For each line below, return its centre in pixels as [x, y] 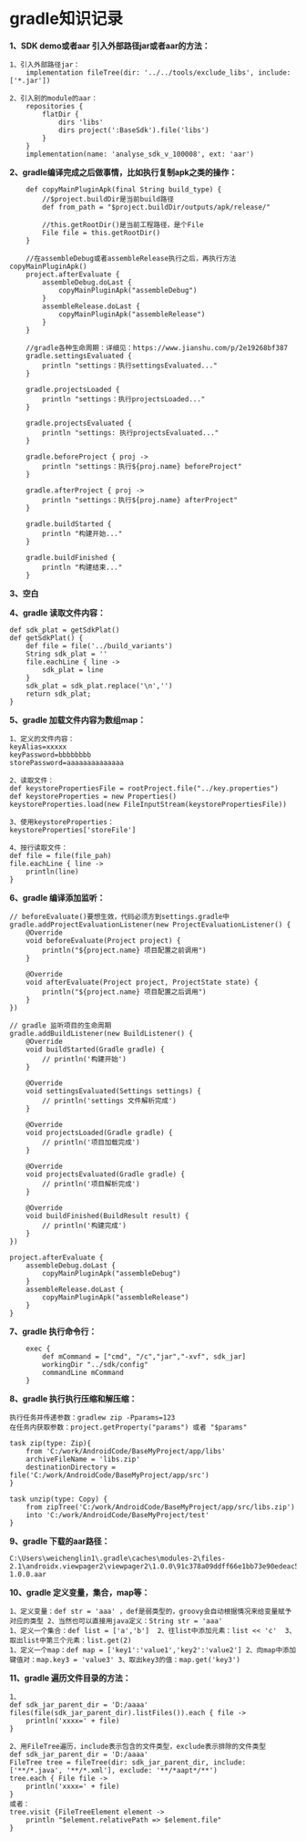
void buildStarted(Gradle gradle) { [96, 1050]
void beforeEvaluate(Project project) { [103, 940]
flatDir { [61, 114]
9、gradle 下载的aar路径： [60, 1541]
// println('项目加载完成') [91, 1142]
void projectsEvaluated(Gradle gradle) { [105, 1174]
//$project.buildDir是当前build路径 [108, 199]
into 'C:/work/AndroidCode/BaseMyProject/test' [117, 1515]
